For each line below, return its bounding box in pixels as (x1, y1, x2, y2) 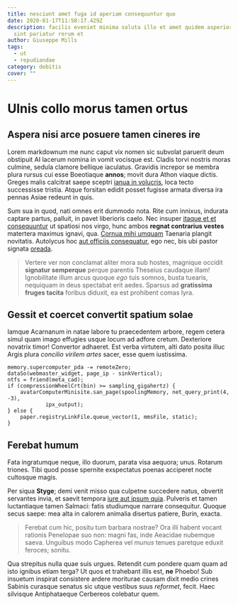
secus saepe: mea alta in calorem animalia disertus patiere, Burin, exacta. (7, 509, 222, 518)
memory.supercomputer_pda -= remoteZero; (7, 364, 132, 371)
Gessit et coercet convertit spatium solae (7, 308, 193, 320)
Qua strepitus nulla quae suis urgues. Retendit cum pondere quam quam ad (7, 560, 228, 568)
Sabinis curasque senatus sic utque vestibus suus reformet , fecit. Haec (7, 582, 215, 591)
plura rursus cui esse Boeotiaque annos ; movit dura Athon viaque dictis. (7, 170, 218, 178)
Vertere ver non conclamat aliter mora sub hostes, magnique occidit (24, 258, 223, 266)
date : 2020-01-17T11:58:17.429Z (7, 17, 103, 24)
